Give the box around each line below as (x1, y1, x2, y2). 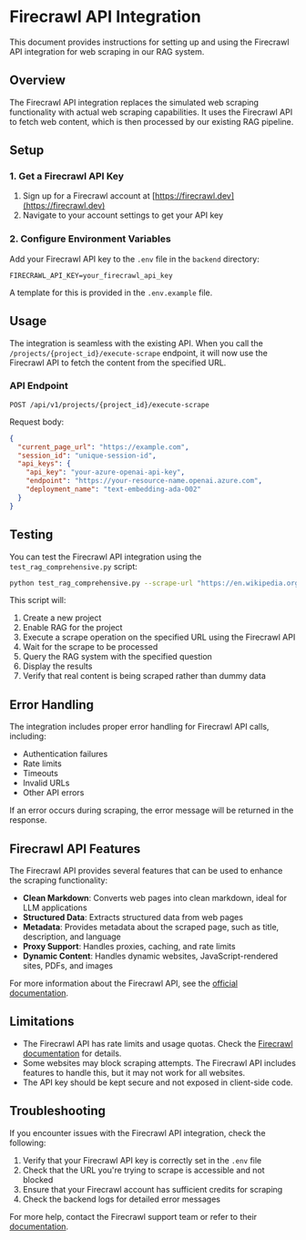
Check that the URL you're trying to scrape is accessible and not (22, 1164, 266, 1175)
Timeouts (22, 768, 59, 779)
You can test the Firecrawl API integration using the (9, 551, 202, 562)
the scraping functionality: (9, 875, 107, 886)
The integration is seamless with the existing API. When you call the (9, 337, 264, 348)
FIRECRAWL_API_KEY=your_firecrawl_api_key (9, 271, 173, 280)
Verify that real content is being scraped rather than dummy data (22, 671, 267, 681)
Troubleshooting (9, 1103, 107, 1119)
